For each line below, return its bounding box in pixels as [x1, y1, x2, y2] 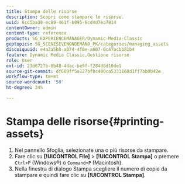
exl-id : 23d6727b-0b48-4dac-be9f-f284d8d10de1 [6, 63, 122, 69]
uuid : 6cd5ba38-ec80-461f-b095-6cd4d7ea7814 [6, 19, 117, 25]
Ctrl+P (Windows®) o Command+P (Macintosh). [14, 159, 123, 166]
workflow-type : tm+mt [6, 74, 59, 79]
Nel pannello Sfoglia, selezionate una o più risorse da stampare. [14, 147, 169, 154]
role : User [6, 57, 33, 63]
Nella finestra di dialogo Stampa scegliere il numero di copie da [14, 165, 167, 172]
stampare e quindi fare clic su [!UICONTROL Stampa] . [14, 171, 146, 178]
